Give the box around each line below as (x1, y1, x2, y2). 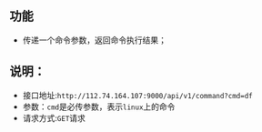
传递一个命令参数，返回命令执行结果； (22, 35, 166, 46)
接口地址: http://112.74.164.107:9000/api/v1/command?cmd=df (22, 89, 253, 100)
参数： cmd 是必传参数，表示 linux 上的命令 (22, 101, 176, 112)
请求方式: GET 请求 (22, 112, 86, 123)
